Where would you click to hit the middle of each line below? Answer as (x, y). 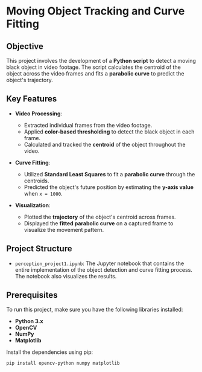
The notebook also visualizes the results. (66, 276)
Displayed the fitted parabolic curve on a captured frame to (99, 223)
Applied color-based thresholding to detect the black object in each (109, 132)
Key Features (32, 99)
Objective (25, 46)
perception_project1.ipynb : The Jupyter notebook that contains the (99, 263)
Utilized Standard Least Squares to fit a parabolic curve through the (109, 174)
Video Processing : (38, 114)
